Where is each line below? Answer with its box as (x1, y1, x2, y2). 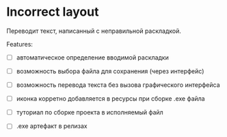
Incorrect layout (6, 4, 99, 20)
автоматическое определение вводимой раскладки (16, 53, 169, 62)
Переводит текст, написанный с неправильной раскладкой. (6, 27, 182, 35)
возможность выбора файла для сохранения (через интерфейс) (16, 67, 204, 75)
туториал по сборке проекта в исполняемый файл (16, 108, 163, 116)
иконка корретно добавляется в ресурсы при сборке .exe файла (16, 95, 206, 103)
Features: (6, 40, 34, 48)
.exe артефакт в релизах (16, 122, 88, 130)
